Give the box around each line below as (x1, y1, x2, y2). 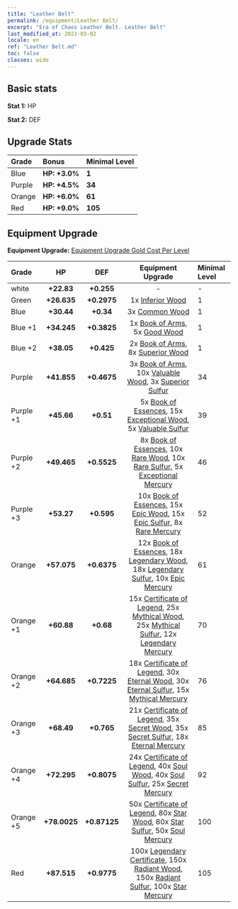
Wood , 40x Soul (131, 770, 186, 780)
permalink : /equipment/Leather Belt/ (7, 17, 119, 24)
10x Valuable (136, 368, 181, 378)
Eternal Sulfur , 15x (127, 685, 190, 695)
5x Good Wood (133, 327, 184, 337)
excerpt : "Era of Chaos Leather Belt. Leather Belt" (7, 23, 166, 30)
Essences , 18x (133, 547, 183, 557)
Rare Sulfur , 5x (133, 462, 183, 472)
